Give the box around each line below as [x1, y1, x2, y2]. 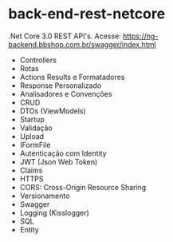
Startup [19, 114, 45, 124]
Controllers [19, 55, 57, 65]
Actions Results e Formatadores [19, 72, 125, 81]
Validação [19, 123, 53, 133]
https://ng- [122, 31, 159, 41]
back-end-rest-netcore [8, 5, 166, 23]
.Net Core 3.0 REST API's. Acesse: [8, 31, 121, 41]
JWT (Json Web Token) [19, 157, 98, 166]
